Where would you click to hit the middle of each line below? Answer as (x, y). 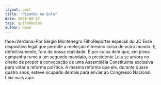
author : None (18, 28)
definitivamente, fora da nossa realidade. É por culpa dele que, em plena (78, 52)
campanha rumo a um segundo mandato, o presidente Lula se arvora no (77, 57)
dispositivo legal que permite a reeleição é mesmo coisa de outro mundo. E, (81, 47)
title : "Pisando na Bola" (31, 14)
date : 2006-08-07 (23, 18)
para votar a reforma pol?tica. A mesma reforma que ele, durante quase (77, 67)
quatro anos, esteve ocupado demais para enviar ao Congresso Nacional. (78, 72)
